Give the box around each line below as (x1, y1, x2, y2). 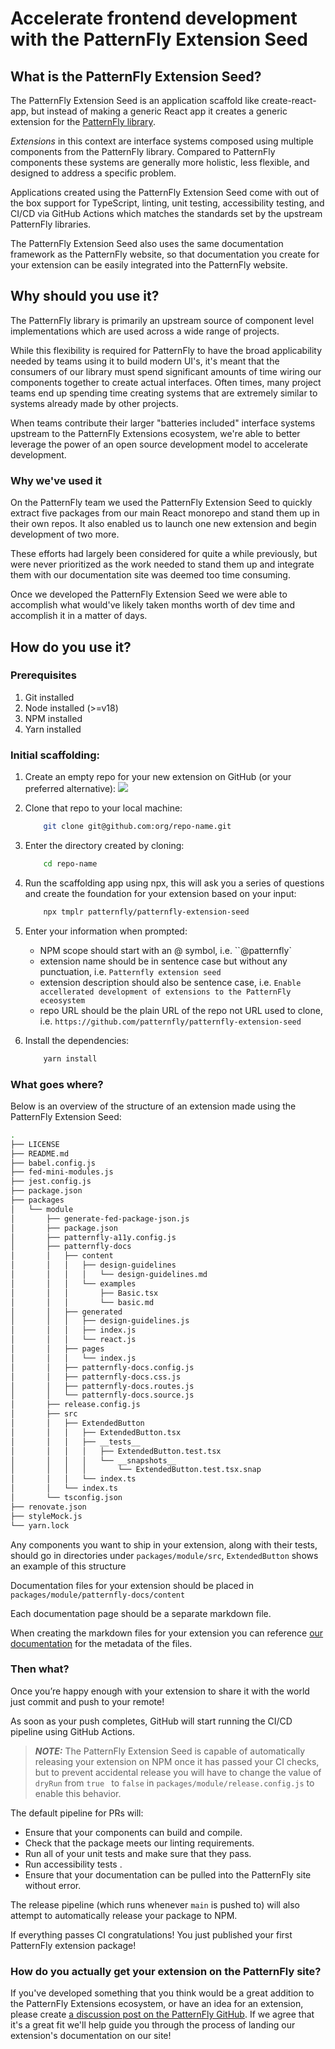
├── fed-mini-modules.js (10, 1167, 114, 1177)
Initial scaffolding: (10, 748, 101, 762)
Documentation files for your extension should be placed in (10, 1579, 254, 1591)
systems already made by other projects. (10, 397, 179, 409)
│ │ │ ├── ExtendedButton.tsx (10, 1427, 182, 1437)
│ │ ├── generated (10, 1307, 123, 1317)
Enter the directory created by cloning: (24, 839, 185, 851)
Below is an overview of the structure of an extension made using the (10, 1100, 297, 1112)
